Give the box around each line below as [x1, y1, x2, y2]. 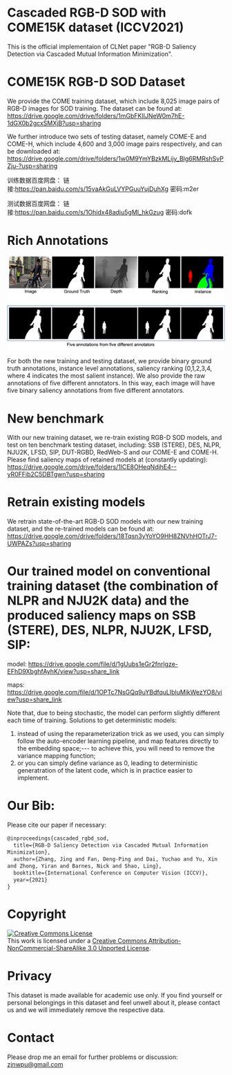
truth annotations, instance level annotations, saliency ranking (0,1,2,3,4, [7, 365, 213, 373]
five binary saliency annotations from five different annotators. [7, 386, 185, 395]
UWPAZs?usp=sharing [7, 540, 71, 548]
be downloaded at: [7, 147, 61, 155]
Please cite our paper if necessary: [7, 821, 107, 829]
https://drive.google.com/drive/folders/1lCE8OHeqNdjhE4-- [7, 463, 177, 471]
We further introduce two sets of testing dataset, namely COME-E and [7, 132, 207, 140]
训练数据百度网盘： [7, 176, 62, 184]
